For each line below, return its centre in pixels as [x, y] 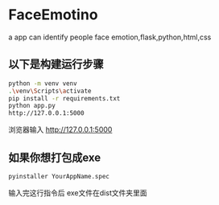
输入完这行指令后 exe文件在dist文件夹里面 [78, 193]
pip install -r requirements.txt [64, 98]
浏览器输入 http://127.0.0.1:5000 [60, 129]
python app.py [32, 106]
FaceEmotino [53, 15]
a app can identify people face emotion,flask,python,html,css [110, 37]
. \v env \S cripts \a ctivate [50, 91]
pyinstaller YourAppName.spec [59, 176]
